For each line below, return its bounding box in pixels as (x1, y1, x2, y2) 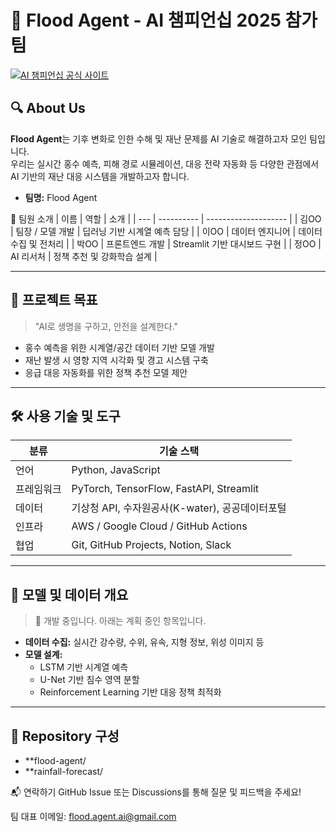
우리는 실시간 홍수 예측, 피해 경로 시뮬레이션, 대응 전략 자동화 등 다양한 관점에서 (10, 157, 320, 170)
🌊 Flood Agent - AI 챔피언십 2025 (10, 9, 282, 32)
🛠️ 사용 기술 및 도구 (10, 407, 121, 425)
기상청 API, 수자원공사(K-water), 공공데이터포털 (71, 501, 287, 515)
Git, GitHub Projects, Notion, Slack (71, 538, 232, 552)
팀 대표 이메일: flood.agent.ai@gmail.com (10, 811, 177, 822)
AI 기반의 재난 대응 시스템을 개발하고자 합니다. (10, 170, 190, 182)
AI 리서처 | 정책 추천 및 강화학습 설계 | (10, 250, 158, 262)
